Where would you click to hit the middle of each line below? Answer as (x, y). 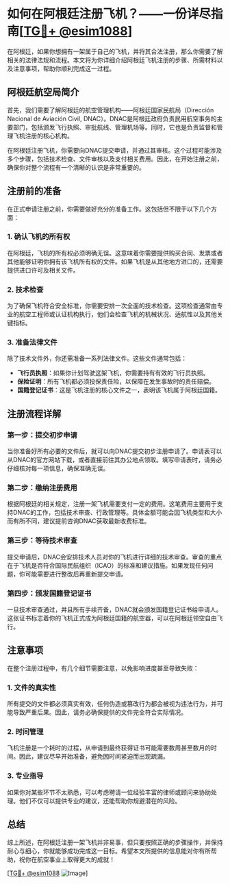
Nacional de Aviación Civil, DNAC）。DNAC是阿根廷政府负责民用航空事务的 (112, 118)
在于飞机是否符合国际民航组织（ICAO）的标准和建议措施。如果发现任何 (107, 565)
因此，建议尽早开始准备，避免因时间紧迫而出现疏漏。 (94, 757)
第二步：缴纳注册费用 (42, 488)
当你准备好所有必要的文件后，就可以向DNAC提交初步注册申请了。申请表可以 (115, 451)
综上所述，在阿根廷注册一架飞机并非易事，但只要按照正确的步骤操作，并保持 (115, 842)
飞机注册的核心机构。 (43, 136)
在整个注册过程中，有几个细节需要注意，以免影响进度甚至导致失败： (103, 668)
